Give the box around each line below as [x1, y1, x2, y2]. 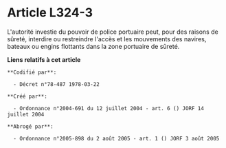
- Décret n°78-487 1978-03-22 [13, 81, 100, 87]
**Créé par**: [7, 93, 48, 100]
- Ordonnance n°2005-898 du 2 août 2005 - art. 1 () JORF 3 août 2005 [13, 135, 220, 142]
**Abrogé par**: [7, 123, 54, 130]
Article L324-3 [7, 5, 93, 21]
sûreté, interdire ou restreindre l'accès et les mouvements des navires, [7, 34, 207, 43]
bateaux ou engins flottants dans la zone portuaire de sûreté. [7, 42, 180, 50]
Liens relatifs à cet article [7, 55, 81, 63]
